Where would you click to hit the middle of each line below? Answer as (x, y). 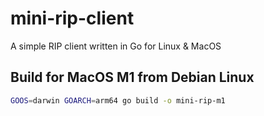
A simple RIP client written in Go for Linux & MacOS (116, 46)
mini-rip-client (72, 18)
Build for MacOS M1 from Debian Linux (132, 77)
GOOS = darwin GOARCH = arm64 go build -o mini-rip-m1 (118, 100)
